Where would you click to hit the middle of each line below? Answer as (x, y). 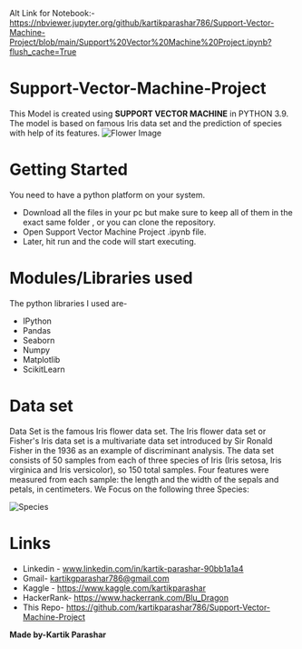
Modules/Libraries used (101, 279)
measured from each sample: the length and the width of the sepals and (144, 479)
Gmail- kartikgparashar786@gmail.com (96, 578)
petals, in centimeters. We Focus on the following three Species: (129, 489)
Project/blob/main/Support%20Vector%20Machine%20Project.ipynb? (141, 42)
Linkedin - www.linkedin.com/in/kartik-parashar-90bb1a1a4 (133, 568)
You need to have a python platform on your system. (107, 195)
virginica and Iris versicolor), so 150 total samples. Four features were (139, 469)
